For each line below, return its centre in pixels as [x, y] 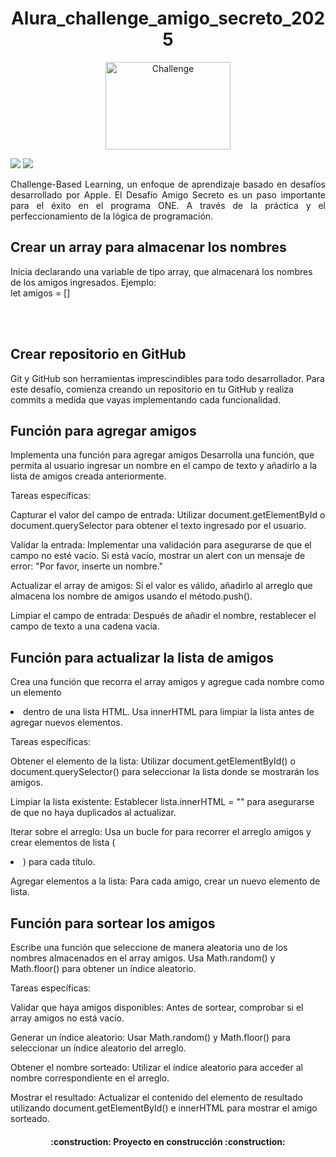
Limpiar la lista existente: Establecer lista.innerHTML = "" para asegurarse [162, 802]
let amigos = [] [40, 293]
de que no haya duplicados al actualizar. [93, 813]
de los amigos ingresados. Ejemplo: [83, 282]
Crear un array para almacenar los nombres [148, 247]
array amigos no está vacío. [67, 1018]
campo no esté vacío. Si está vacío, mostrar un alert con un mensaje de [158, 556]
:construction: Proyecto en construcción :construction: [168, 1141]
